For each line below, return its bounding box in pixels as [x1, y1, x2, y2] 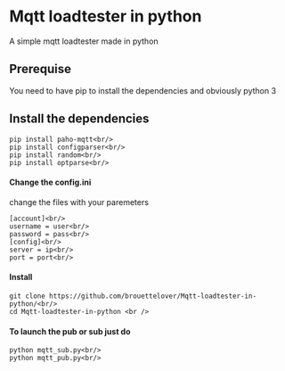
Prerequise [9, 62, 71, 77]
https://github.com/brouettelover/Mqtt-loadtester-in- [48, 292, 256, 301]
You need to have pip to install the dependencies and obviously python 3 [9, 85, 277, 95]
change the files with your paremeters [9, 196, 150, 207]
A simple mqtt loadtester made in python [9, 36, 159, 46]
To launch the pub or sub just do [9, 326, 131, 336]
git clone [9, 292, 46, 301]
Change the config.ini [9, 177, 92, 188]
